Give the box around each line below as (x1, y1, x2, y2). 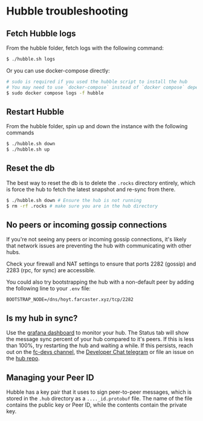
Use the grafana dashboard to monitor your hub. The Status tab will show (6, 329, 189, 336)
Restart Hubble (6, 106, 65, 117)
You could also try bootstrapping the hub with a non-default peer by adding (6, 278, 195, 286)
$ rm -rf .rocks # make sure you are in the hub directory (6, 203, 158, 209)
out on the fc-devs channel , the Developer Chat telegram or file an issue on (6, 348, 195, 356)
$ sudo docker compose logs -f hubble (6, 90, 104, 96)
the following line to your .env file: (6, 285, 91, 292)
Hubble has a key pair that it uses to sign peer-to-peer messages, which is (6, 388, 192, 396)
